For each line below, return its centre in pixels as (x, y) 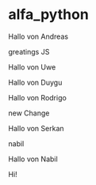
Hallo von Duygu (35, 82)
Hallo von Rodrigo (38, 97)
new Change (29, 113)
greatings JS (29, 51)
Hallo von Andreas (38, 36)
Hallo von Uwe (32, 67)
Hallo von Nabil (33, 159)
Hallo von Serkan (36, 128)
